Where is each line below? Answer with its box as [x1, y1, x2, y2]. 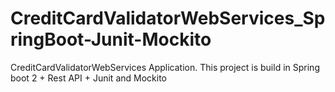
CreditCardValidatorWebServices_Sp [10, 7, 326, 30]
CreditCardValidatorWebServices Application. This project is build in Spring [10, 61, 320, 73]
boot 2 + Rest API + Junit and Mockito [10, 72, 167, 84]
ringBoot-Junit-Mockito [10, 28, 212, 51]
